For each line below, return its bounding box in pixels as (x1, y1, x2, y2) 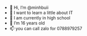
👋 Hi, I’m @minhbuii (9, 5, 49, 10)
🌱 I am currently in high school (9, 15, 71, 20)
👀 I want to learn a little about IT (9, 10, 73, 16)
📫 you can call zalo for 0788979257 (9, 26, 82, 31)
